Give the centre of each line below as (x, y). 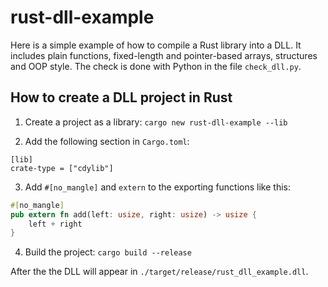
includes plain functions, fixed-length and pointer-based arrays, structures (164, 55)
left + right (55, 224)
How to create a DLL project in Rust (121, 97)
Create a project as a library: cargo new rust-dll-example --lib (156, 122)
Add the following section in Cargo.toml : (107, 141)
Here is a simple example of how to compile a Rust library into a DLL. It (156, 45)
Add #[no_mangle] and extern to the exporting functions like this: (157, 187)
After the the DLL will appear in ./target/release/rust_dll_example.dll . (159, 272)
